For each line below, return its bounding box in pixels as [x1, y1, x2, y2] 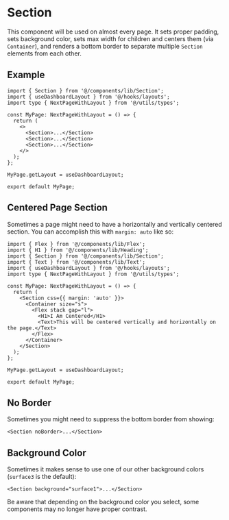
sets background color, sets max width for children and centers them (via [7, 34, 214, 42]
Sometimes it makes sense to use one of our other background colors [7, 465, 204, 473]
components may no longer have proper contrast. [7, 505, 147, 513]
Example [7, 69, 45, 81]
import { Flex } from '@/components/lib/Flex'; [7, 240, 146, 247]
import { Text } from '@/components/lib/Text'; [7, 258, 146, 265]
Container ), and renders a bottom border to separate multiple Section [7, 42, 204, 50]
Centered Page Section [7, 202, 108, 214]
